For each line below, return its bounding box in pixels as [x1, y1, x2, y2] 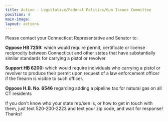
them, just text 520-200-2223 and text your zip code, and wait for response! [5, 105, 163, 111]
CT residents [5, 90, 32, 96]
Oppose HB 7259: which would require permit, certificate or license [5, 44, 145, 50]
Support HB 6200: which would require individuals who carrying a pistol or [5, 65, 161, 71]
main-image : [5, 16, 30, 21]
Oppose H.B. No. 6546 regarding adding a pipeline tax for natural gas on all [5, 85, 162, 91]
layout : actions [5, 21, 39, 26]
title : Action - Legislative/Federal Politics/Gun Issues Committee [5, 7, 151, 12]
